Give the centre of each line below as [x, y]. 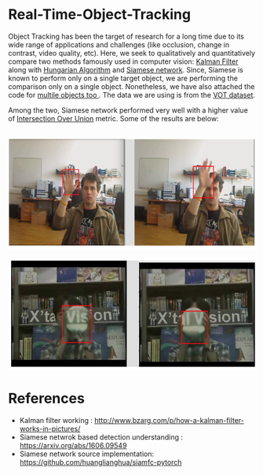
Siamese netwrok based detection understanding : [101, 437]
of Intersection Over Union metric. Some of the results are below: [113, 118]
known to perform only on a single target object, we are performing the [123, 78]
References [46, 399]
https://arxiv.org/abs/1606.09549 [73, 445]
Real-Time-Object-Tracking [99, 15]
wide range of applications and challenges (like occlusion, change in [119, 44]
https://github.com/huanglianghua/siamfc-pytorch [100, 462]
